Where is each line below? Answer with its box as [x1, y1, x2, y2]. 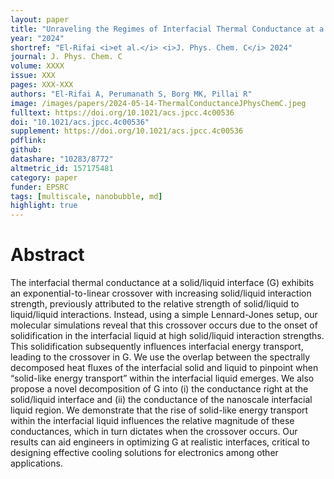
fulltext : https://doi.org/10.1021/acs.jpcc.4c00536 [10, 107, 235, 118]
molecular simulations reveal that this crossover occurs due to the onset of [10, 319, 318, 331]
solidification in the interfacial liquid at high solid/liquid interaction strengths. [10, 330, 325, 342]
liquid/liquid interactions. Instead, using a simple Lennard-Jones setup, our [10, 309, 318, 321]
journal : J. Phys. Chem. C [10, 52, 123, 62]
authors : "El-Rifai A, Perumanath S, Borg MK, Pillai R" [10, 89, 253, 99]
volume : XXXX [10, 61, 65, 71]
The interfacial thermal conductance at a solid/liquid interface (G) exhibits [10, 277, 315, 289]
